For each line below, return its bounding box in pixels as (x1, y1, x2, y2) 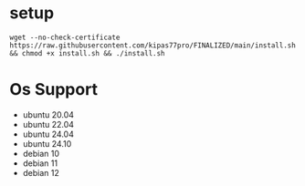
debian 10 (22, 148, 60, 159)
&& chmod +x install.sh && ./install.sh (9, 48, 166, 57)
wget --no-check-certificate (9, 33, 121, 42)
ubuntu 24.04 (22, 129, 75, 139)
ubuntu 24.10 (22, 138, 72, 149)
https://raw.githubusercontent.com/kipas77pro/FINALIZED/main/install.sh (9, 40, 297, 50)
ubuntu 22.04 (22, 119, 75, 129)
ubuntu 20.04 (22, 108, 75, 120)
